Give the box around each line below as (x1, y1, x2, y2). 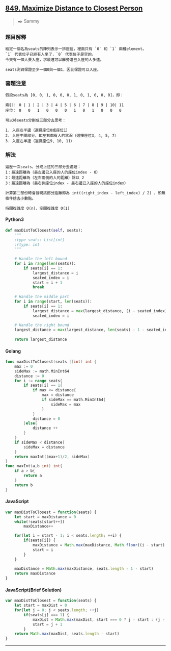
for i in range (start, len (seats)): (14, 299, 93, 304)
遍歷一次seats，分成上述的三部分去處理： (5, 164, 81, 169)
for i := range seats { (14, 378, 63, 383)
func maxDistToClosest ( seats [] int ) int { (5, 359, 97, 364)
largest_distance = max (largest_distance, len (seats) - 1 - (14, 328, 145, 333)
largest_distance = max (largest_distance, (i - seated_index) (32, 308, 167, 313)
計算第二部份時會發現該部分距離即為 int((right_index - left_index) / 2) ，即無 (5, 190, 165, 195)
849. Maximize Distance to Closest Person (5, 4, 143, 13)
